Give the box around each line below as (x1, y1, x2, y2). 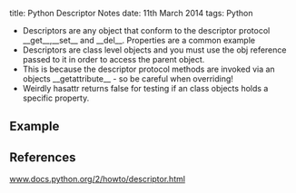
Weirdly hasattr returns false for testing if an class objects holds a (22, 83, 269, 93)
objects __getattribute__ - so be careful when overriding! (22, 73, 234, 84)
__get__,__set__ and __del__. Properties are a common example (22, 35, 256, 45)
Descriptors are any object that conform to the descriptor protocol (22, 25, 271, 35)
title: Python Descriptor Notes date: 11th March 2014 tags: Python (9, 8, 253, 18)
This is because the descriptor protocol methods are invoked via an (22, 63, 275, 74)
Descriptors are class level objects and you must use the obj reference (22, 44, 287, 55)
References (9, 150, 76, 165)
